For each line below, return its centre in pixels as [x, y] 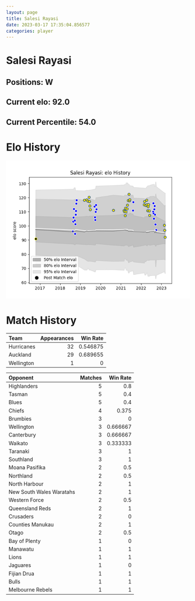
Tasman [18, 394]
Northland [21, 476]
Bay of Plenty [25, 541]
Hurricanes [22, 347]
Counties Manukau [31, 525]
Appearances [57, 338]
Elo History [33, 147]
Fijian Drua [21, 573]
